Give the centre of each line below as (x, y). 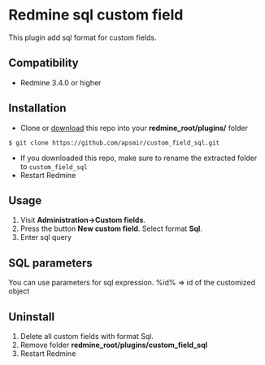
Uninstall (32, 317)
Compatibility (43, 63)
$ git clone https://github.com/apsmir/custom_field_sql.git (114, 143)
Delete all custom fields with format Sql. (87, 336)
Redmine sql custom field (96, 15)
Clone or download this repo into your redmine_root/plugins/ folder (134, 128)
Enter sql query (46, 237)
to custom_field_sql (54, 166)
